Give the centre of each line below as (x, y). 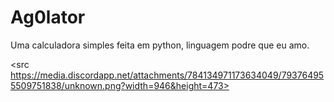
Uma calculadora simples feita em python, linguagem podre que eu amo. (160, 45)
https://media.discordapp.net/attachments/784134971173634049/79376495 (167, 75)
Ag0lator (48, 17)
